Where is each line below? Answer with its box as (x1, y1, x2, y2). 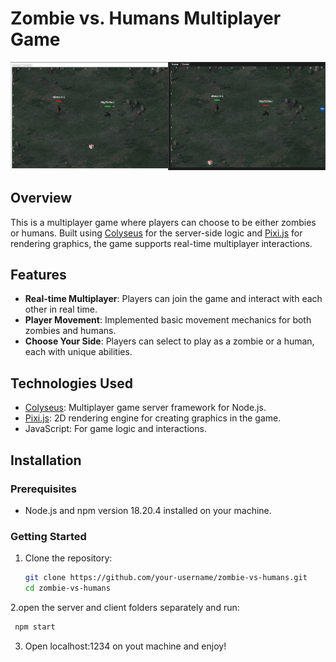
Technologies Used (10, 375, 133, 392)
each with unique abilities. (24, 346, 133, 358)
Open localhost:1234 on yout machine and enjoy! (24, 640, 227, 652)
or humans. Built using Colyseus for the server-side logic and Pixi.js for (10, 227, 303, 239)
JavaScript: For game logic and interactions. (24, 423, 207, 435)
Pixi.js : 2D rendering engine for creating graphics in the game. (24, 412, 282, 424)
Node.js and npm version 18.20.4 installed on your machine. (24, 504, 272, 516)
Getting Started (10, 529, 87, 543)
